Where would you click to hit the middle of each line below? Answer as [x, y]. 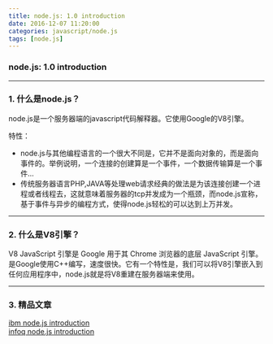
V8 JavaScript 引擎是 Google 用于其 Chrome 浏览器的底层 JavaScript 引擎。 [136, 254]
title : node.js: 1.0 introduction [67, 16]
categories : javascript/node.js [63, 31]
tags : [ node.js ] [36, 39]
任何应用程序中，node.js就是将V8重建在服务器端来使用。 [104, 274]
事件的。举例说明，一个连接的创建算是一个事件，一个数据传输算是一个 [138, 163]
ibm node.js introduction [49, 323]
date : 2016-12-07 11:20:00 [54, 24]
